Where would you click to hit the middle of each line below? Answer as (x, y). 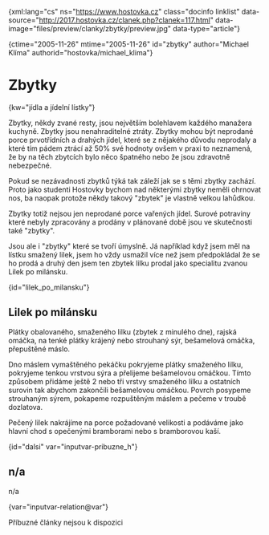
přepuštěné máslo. (39, 349)
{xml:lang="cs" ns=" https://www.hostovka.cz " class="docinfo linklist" (124, 12)
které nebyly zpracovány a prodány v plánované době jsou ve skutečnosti (130, 222)
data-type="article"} (206, 28)
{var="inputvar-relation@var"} (58, 507)
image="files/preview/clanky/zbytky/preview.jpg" (90, 28)
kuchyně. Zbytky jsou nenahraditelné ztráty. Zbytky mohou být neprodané (131, 131)
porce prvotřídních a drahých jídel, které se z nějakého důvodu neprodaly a (132, 140)
